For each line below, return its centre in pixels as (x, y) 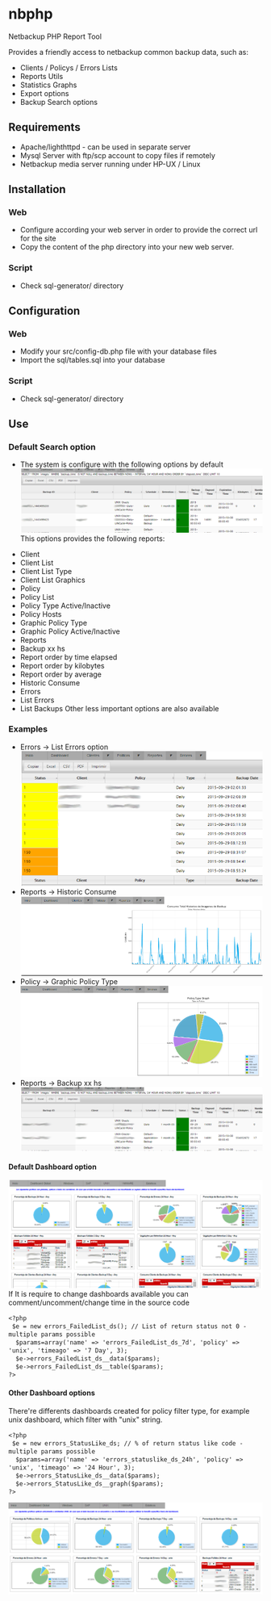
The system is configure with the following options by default (122, 464)
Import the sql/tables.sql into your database (92, 360)
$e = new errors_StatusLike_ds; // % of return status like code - (127, 1443)
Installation (37, 189)
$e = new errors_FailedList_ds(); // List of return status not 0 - (129, 1326)
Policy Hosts (41, 614)
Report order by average (61, 674)
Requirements (44, 127)
